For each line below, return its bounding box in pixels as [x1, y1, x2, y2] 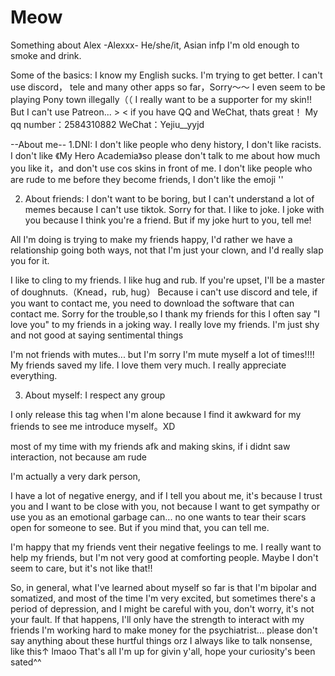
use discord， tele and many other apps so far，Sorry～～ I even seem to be [10, 81, 326, 93]
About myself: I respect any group [24, 389, 166, 401]
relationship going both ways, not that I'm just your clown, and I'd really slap [10, 244, 324, 256]
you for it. [10, 254, 50, 266]
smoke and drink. [10, 49, 82, 61]
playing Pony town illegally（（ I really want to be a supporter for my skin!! [10, 93, 312, 105]
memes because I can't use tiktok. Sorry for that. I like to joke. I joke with [24, 203, 325, 215]
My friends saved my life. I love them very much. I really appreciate [10, 359, 287, 371]
